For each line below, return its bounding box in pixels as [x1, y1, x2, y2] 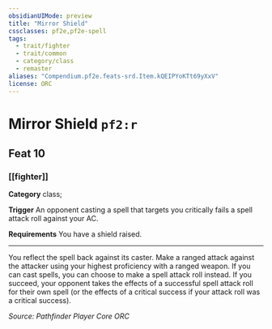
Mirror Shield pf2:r [8, 114, 138, 133]
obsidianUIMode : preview [8, 11, 92, 20]
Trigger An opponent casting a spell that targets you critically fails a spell [8, 205, 253, 215]
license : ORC [8, 79, 53, 88]
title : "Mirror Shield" [8, 19, 89, 28]
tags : [8, 34, 27, 43]
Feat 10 [8, 147, 46, 160]
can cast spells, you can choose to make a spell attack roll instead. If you [8, 270, 253, 280]
